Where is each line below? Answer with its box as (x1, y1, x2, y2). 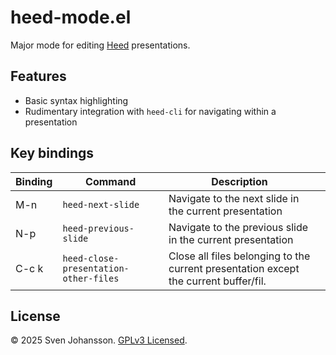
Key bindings (10, 145, 95, 162)
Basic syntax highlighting (24, 94, 129, 106)
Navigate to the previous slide (168, 220, 309, 234)
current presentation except (168, 261, 300, 275)
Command (85, 174, 137, 188)
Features (10, 68, 67, 85)
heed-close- (62, 252, 120, 264)
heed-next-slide (62, 199, 140, 210)
